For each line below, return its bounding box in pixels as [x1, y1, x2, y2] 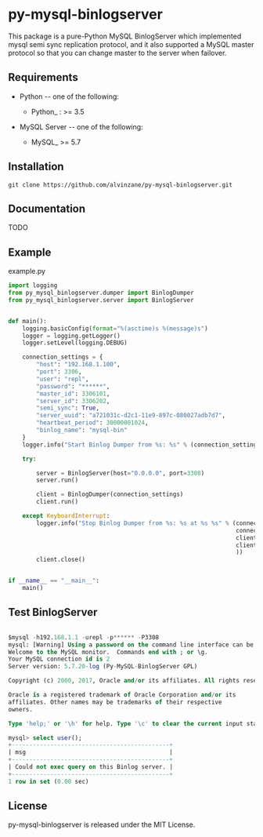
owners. [8, 705, 34, 713]
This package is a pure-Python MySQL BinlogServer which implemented [8, 31, 242, 41]
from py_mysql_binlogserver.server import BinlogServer [8, 296, 194, 304]
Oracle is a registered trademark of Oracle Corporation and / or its [8, 691, 236, 699]
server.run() [36, 476, 79, 484]
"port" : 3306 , [36, 368, 82, 376]
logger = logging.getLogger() [22, 332, 121, 340]
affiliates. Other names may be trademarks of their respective [8, 698, 222, 706]
